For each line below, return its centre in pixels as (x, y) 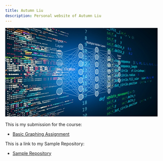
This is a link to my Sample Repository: (45, 144)
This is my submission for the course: (44, 124)
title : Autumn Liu (24, 10)
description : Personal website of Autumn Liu (53, 16)
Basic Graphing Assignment (41, 134)
